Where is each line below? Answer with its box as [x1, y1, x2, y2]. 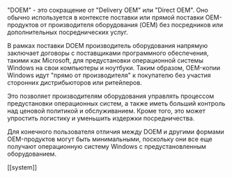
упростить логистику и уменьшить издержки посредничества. [7, 114, 195, 122]
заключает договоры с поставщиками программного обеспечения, [7, 49, 209, 57]
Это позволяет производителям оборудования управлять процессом [7, 92, 215, 100]
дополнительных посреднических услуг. [7, 28, 129, 36]
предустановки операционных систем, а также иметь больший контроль [7, 99, 226, 107]
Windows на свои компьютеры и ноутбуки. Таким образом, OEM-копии [7, 64, 221, 72]
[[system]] [7, 163, 37, 171]
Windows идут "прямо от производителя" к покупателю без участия [7, 71, 211, 79]
